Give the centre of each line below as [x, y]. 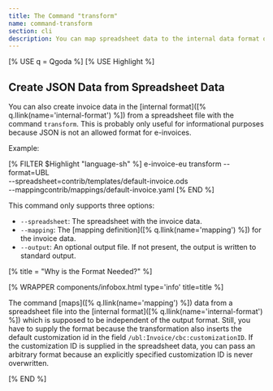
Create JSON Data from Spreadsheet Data [117, 87]
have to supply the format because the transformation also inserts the [125, 329]
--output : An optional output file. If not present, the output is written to [138, 247]
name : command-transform [50, 24]
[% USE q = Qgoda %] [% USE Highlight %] [82, 62]
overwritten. [29, 363]
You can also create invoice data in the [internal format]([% [108, 107]
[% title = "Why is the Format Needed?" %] [80, 272]
